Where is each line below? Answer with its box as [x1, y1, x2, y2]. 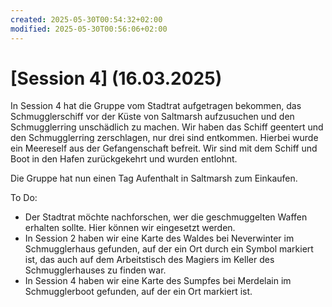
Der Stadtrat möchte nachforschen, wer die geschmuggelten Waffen [24, 211, 308, 223]
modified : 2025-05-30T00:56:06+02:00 [10, 24, 168, 34]
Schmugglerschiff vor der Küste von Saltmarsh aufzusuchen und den [10, 111, 295, 123]
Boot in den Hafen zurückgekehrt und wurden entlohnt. [10, 153, 238, 165]
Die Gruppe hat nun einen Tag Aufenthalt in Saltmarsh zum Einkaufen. [10, 172, 298, 185]
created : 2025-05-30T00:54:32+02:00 [10, 14, 163, 25]
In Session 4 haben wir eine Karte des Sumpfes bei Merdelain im [24, 275, 292, 287]
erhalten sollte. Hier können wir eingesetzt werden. [24, 222, 236, 234]
